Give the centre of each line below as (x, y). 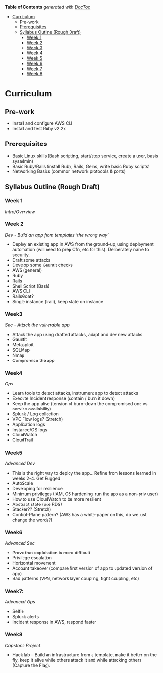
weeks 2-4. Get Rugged (36, 478)
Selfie (18, 611)
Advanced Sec (20, 543)
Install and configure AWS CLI (42, 123)
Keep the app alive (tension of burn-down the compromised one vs (80, 404)
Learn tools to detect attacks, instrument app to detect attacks (75, 393)
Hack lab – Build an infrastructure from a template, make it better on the (84, 655)
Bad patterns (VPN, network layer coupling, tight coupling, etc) (75, 578)
